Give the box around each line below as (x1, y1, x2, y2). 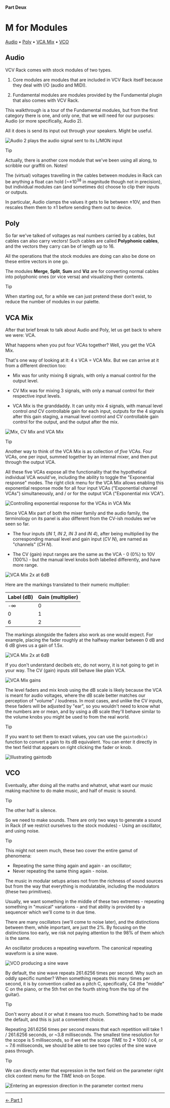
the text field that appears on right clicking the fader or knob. (5, 744, 133, 750)
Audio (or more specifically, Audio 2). (5, 117, 83, 124)
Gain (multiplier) (37, 593, 78, 601)
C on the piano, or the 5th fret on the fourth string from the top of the (5, 986, 149, 992)
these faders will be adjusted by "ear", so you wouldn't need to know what (5, 703, 160, 709)
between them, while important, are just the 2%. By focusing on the (5, 924, 146, 930)
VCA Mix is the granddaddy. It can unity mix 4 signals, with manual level (12, 403, 163, 409)
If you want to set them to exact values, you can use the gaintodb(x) (5, 734, 148, 740)
